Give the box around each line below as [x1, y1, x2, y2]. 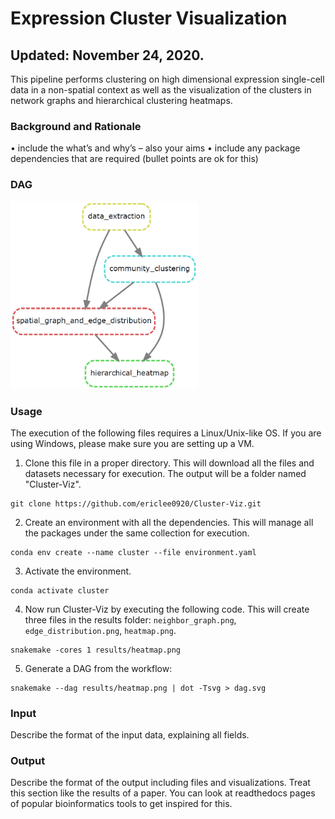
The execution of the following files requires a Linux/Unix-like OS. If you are [10, 427, 322, 439]
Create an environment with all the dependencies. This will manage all [24, 516, 314, 528]
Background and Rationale [10, 119, 142, 133]
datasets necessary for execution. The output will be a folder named [24, 467, 307, 479]
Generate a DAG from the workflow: [24, 662, 173, 674]
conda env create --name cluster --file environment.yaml [10, 547, 257, 557]
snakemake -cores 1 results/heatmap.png [10, 645, 182, 655]
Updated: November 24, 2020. [10, 47, 205, 64]
